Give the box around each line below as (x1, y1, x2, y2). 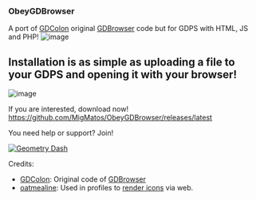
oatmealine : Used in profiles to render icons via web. (19, 183, 194, 193)
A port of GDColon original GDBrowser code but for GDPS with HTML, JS (8, 24, 249, 33)
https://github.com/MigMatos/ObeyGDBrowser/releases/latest (8, 113, 213, 123)
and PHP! (8, 32, 39, 41)
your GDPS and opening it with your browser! (8, 68, 238, 81)
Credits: (8, 159, 34, 169)
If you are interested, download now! (8, 104, 129, 114)
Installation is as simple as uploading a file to (8, 55, 235, 69)
